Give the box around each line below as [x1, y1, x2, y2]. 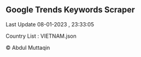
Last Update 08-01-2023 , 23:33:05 [5, 20, 95, 28]
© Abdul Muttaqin [5, 44, 51, 51]
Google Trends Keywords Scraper [5, 5, 135, 15]
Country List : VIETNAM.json [5, 32, 77, 40]
